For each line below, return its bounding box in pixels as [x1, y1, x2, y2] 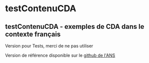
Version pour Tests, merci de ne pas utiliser [5, 43, 94, 49]
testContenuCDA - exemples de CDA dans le [5, 22, 145, 31]
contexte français [5, 30, 61, 38]
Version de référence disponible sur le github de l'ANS [5, 52, 115, 58]
